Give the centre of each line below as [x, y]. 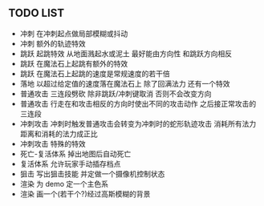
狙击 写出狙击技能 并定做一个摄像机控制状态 [92, 174]
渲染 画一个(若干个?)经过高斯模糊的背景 [85, 194]
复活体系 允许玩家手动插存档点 [70, 164]
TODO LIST [37, 13]
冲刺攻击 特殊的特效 [53, 143]
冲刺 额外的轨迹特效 [53, 43]
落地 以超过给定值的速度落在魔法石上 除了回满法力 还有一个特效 [125, 83]
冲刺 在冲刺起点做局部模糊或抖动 [74, 33]
